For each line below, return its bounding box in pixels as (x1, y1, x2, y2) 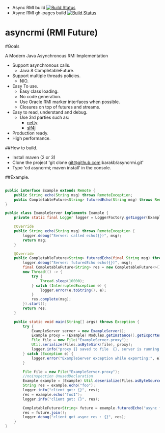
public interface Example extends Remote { (5, 188, 96, 193)
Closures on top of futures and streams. (19, 104, 101, 110)
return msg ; (23, 238, 48, 243)
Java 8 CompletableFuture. (19, 67, 75, 73)
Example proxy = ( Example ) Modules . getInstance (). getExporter (31, 333, 162, 338)
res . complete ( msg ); (31, 297, 71, 302)
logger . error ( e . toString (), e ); (40, 288, 107, 293)
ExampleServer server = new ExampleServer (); (31, 328, 126, 333)
